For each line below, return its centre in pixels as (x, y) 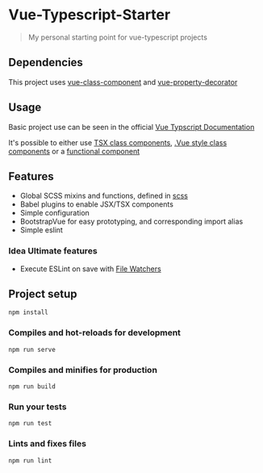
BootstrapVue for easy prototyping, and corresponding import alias (131, 222)
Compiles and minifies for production (83, 370)
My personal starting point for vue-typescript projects (118, 37)
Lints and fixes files (48, 444)
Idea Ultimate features (53, 251)
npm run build (32, 387)
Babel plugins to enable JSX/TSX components (96, 204)
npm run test (30, 424)
